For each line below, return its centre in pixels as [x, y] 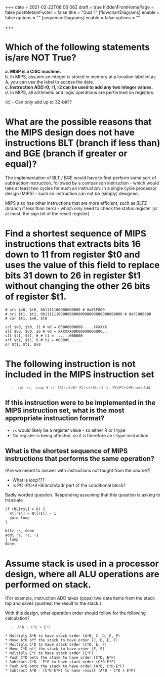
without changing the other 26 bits [78, 286]
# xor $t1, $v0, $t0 [26, 318]
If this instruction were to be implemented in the [80, 403]
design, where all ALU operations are [82, 574]
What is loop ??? [28, 480]
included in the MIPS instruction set [80, 374]
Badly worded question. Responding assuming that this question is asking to [83, 495]
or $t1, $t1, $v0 [23, 344]
